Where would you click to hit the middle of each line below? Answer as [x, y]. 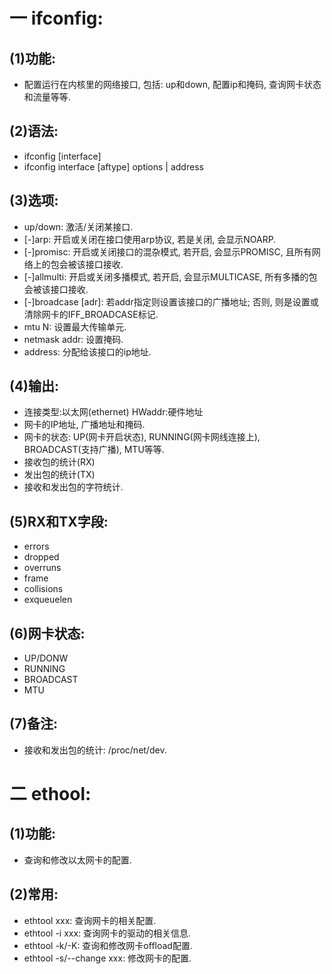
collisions [43, 589]
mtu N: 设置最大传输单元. [75, 326]
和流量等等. [47, 97]
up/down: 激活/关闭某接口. [78, 226]
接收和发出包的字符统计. [73, 487]
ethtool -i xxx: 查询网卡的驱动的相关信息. [107, 933]
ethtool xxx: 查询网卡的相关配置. [90, 920]
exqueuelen [48, 600]
